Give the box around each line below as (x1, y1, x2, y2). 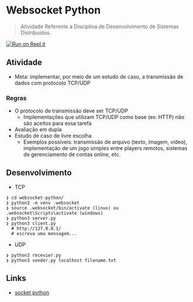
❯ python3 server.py (6, 215, 57, 221)
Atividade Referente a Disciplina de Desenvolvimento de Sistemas (20, 23, 180, 30)
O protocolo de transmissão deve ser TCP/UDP (14, 107, 129, 114)
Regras (6, 94, 27, 102)
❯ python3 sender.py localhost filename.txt (6, 257, 116, 263)
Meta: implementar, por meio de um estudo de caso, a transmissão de (14, 73, 184, 80)
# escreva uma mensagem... (11, 230, 77, 236)
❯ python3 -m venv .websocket (6, 200, 80, 206)
